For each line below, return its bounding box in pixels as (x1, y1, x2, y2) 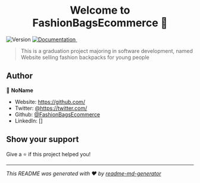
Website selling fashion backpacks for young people (20, 53, 150, 61)
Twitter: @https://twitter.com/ (14, 105, 87, 112)
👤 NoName (6, 87, 34, 94)
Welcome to (70, 4, 130, 17)
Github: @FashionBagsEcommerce (14, 111, 101, 118)
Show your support (6, 134, 79, 144)
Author (6, 71, 33, 81)
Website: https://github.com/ (14, 98, 85, 105)
